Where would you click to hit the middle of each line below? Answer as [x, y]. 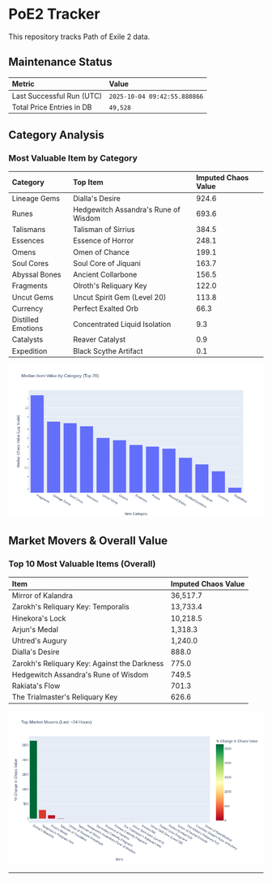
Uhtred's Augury [39, 641]
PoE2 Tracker [54, 14]
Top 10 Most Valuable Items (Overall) [82, 563]
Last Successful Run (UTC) [57, 96]
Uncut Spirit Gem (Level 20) [119, 297]
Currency [28, 308]
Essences [28, 241]
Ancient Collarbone [105, 275]
